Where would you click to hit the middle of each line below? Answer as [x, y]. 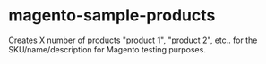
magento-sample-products [112, 16]
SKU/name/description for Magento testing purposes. [107, 49]
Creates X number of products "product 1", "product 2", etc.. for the [133, 40]
